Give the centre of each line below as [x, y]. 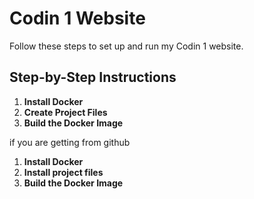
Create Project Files [65, 112]
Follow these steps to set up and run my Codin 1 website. [126, 46]
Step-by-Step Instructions [93, 77]
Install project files [63, 172]
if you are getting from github [70, 142]
